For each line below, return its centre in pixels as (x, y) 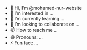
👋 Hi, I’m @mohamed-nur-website (46, 8)
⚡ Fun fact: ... (24, 43)
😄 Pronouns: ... (27, 37)
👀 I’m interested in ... (32, 13)
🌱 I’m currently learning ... (37, 19)
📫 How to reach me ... (34, 30)
